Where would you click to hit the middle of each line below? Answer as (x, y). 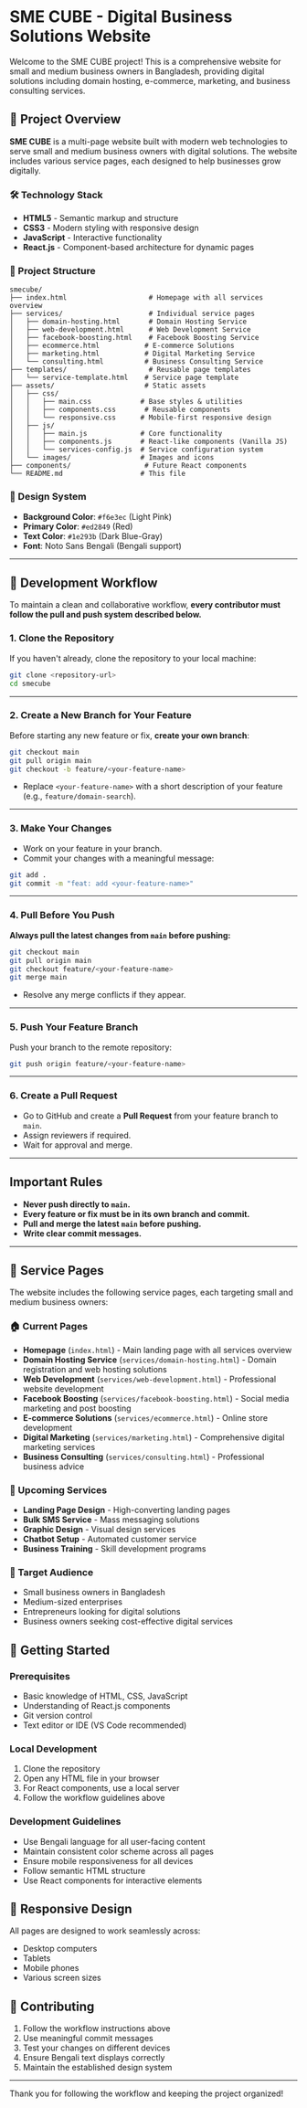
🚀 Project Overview (65, 119)
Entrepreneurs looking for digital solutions (101, 1612)
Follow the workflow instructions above (96, 2029)
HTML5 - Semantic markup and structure (101, 218)
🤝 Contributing (52, 2006)
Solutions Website (80, 36)
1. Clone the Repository (62, 639)
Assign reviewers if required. (77, 1135)
